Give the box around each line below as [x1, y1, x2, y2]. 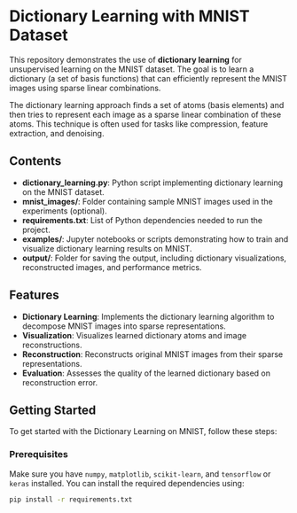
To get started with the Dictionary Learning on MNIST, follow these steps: [9, 426, 277, 437]
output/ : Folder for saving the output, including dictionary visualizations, [21, 253, 286, 263]
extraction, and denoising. [9, 128, 105, 138]
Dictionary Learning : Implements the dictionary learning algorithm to [21, 311, 275, 322]
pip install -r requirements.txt [9, 494, 133, 504]
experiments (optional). [21, 206, 108, 216]
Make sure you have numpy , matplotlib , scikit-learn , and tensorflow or [9, 468, 271, 479]
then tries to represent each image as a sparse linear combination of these [9, 109, 282, 120]
